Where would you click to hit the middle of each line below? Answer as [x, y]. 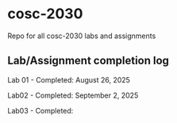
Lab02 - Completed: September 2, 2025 [73, 95]
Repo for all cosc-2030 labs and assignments [82, 36]
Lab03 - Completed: [40, 110]
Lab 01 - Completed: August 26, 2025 [69, 79]
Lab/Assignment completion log [88, 61]
